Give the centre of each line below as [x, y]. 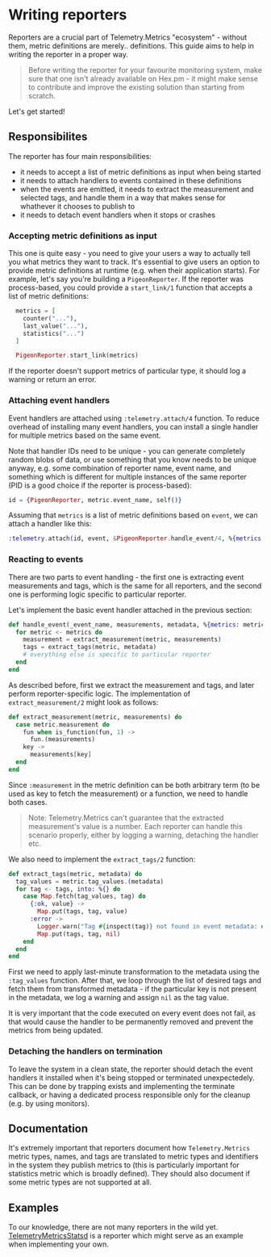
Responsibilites [48, 137]
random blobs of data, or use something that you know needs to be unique [132, 459]
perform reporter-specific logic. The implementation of [100, 693]
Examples [33, 1207]
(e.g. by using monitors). [49, 1103]
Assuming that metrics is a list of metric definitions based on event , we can [133, 515]
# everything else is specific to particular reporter [117, 655]
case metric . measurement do [63, 724]
